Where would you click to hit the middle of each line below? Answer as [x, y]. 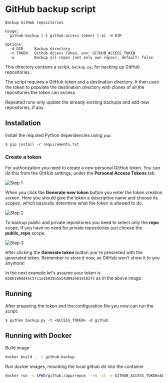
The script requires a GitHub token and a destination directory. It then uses [82, 81]
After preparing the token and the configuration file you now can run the [79, 305]
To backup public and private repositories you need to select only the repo [82, 222]
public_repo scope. [25, 233]
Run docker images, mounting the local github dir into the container [74, 366]
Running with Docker [38, 336]
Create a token [23, 157]
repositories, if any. [25, 107]
